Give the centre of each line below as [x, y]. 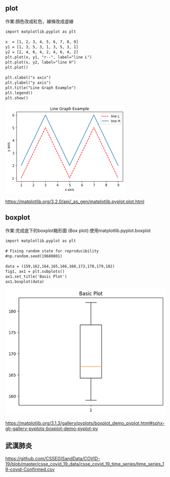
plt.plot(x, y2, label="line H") [41, 62]
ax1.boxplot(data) [25, 282]
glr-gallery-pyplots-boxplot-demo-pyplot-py [52, 429]
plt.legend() [19, 93]
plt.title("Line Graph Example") [41, 88]
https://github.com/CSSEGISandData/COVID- [53, 458]
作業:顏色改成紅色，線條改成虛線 [39, 21]
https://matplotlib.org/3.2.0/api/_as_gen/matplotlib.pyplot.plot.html [75, 202]
